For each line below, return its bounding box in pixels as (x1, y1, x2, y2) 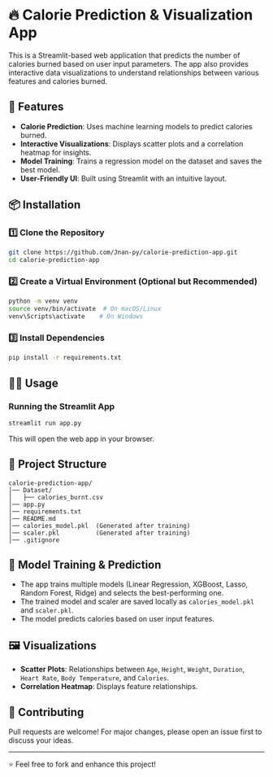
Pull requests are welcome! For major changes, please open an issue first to (8, 727, 262, 737)
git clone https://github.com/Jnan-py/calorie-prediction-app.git (8, 248, 238, 257)
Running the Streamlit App (8, 400, 115, 412)
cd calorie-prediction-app (8, 256, 100, 264)
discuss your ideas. (8, 736, 74, 745)
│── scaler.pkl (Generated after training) (8, 529, 191, 537)
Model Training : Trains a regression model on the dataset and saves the (19, 156, 262, 166)
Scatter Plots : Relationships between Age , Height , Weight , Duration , (19, 665, 245, 674)
